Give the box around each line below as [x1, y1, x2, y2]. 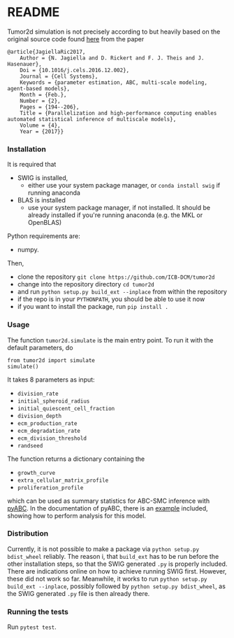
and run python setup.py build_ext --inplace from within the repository [17, 288, 227, 296]
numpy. [17, 246, 40, 254]
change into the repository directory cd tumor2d [17, 280, 155, 289]
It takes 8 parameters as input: [7, 375, 96, 384]
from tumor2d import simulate [7, 356, 96, 364]
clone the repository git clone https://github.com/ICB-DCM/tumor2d [17, 272, 215, 281]
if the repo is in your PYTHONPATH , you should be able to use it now [17, 295, 205, 303]
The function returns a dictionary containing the [7, 455, 145, 463]
